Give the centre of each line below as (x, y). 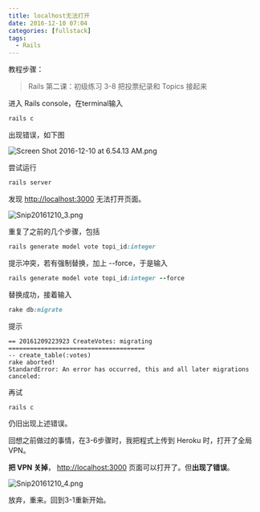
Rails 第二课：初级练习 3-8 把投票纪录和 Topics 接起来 (117, 87)
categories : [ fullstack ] (50, 30)
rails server (30, 183)
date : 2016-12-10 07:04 (48, 23)
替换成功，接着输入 (40, 294)
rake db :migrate (35, 309)
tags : (17, 38)
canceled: (25, 376)
